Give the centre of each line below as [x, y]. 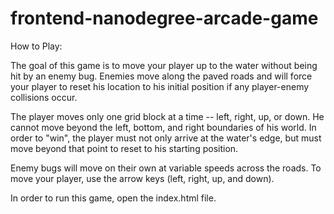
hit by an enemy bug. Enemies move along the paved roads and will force [161, 76]
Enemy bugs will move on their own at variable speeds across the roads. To [166, 168]
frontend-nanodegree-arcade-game [164, 18]
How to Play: [36, 46]
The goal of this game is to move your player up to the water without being [164, 65]
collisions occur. [44, 97]
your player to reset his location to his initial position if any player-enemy [160, 86]
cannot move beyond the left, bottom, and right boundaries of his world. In [163, 127]
